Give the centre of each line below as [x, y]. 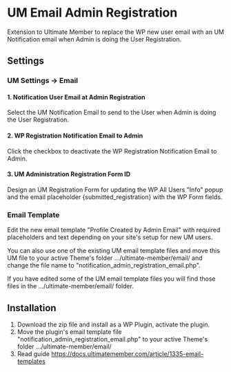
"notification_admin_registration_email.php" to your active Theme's [112, 339]
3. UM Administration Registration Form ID [69, 174]
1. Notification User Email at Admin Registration [77, 97]
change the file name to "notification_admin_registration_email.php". [104, 266]
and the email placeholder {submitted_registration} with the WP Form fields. [115, 197]
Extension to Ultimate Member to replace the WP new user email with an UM [115, 32]
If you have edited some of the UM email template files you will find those [111, 279]
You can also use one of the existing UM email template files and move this [114, 251]
